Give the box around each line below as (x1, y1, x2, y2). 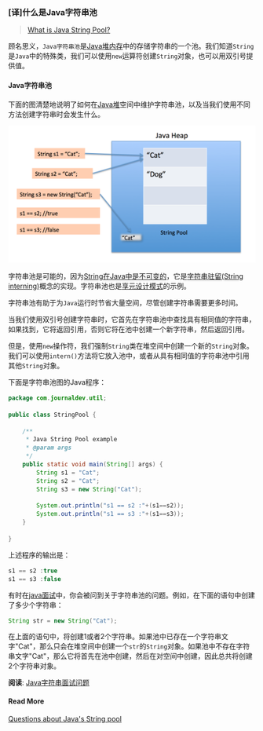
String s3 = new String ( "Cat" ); (36, 485, 143, 493)
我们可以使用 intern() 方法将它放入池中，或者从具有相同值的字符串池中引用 (8, 351, 250, 360)
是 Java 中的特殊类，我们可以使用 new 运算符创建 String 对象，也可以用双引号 (8, 51, 247, 60)
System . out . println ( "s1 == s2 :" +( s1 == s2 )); (36, 502, 184, 510)
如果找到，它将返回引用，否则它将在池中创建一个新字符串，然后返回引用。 (8, 324, 249, 334)
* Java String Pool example (25, 436, 118, 444)
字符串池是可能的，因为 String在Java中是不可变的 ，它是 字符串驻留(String (8, 272, 243, 281)
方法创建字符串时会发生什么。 (8, 109, 104, 119)
